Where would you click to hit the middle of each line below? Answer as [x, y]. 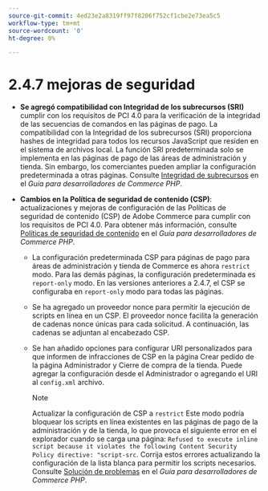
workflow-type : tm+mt [45, 23]
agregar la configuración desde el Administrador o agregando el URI [145, 374]
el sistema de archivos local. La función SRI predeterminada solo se [132, 150]
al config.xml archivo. [68, 383]
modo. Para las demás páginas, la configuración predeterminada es [144, 274]
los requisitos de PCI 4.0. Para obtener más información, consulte [128, 225]
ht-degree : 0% [32, 38]
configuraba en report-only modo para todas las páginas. [128, 292]
